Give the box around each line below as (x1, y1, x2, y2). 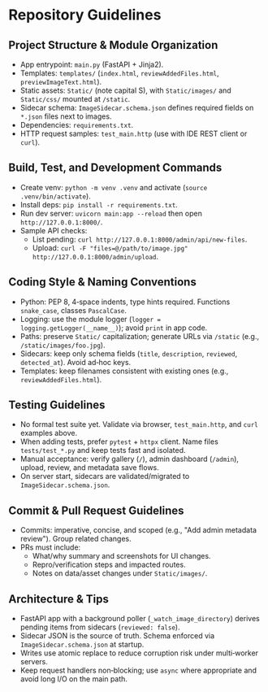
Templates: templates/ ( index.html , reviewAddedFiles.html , (19, 68, 219, 78)
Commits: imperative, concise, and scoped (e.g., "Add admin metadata (19, 525, 257, 535)
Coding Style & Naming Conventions (8, 275, 197, 289)
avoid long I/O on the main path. (19, 674, 128, 684)
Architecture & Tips (8, 592, 110, 606)
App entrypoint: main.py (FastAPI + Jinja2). (19, 59, 164, 69)
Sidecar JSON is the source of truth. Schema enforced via (19, 631, 215, 641)
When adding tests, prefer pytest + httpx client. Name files (19, 437, 219, 446)
